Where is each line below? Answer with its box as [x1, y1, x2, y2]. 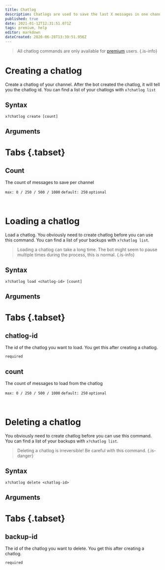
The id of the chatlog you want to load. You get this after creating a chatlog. [5, 345, 158, 351]
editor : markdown [5, 30, 41, 35]
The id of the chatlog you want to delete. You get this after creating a [5, 545, 144, 551]
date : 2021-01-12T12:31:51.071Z [5, 21, 71, 26]
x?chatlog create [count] [5, 114, 58, 119]
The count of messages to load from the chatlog [5, 380, 103, 386]
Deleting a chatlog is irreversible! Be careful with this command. [17, 447, 146, 453]
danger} [17, 453, 34, 459]
